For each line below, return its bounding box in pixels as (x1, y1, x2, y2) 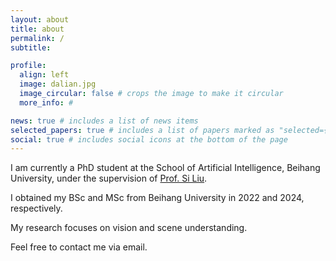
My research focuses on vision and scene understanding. (10, 222, 248, 234)
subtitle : (10, 42, 52, 53)
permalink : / (10, 33, 65, 43)
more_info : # (19, 97, 74, 108)
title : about (10, 24, 65, 34)
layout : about (10, 14, 70, 25)
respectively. (10, 202, 63, 215)
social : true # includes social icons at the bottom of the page (10, 134, 288, 145)
